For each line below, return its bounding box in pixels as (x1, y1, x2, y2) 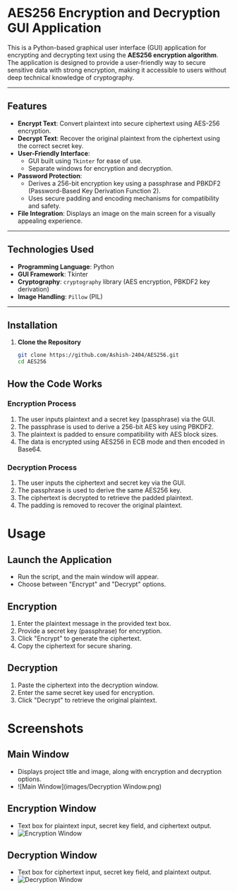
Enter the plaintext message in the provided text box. (17, 619, 171, 627)
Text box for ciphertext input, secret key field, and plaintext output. (17, 868, 212, 876)
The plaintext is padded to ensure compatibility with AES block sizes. (17, 430, 219, 438)
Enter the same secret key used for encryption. (17, 688, 154, 696)
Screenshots (7, 720, 84, 737)
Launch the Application (7, 554, 112, 566)
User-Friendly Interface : (17, 149, 90, 157)
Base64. (17, 444, 42, 453)
